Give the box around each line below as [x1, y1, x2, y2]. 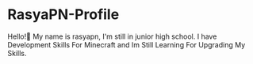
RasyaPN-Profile [7, 6, 120, 24]
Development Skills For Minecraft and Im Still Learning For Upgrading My [7, 40, 246, 49]
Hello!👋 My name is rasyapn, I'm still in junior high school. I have [7, 32, 217, 41]
